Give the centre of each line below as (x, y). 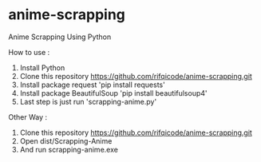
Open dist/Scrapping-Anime (66, 140)
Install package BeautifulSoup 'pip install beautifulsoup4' (113, 93)
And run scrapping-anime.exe (69, 149)
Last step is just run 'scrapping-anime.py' (88, 101)
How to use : (29, 52)
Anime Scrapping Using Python (60, 37)
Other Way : (28, 117)
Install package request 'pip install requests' (92, 85)
